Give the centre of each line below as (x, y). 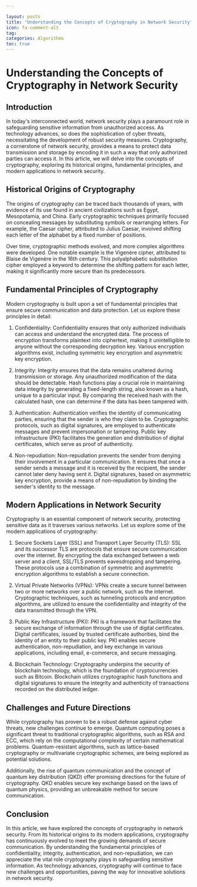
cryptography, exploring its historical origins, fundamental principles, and (94, 165)
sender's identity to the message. (55, 486)
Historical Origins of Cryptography (71, 189)
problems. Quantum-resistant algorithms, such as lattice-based (83, 747)
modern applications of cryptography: (52, 531)
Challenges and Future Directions (68, 708)
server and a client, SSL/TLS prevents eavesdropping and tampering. (98, 562)
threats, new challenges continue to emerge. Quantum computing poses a (96, 728)
